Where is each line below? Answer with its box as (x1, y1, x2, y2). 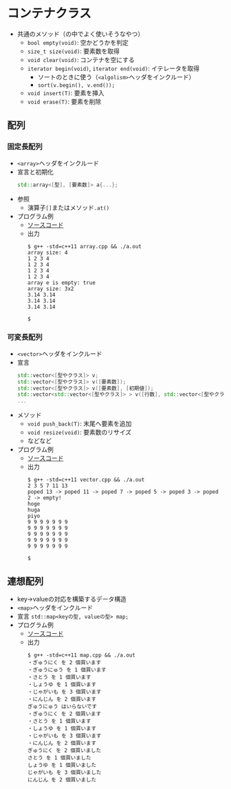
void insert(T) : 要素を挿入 (27, 88, 104, 97)
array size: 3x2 (27, 285, 74, 292)
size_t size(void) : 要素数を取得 (27, 47, 120, 55)
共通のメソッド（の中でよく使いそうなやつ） (16, 30, 144, 38)
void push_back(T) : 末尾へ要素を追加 (27, 419, 132, 428)
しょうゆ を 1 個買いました (27, 761, 97, 768)
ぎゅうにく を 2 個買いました (27, 747, 102, 754)
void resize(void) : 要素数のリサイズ (27, 428, 132, 437)
